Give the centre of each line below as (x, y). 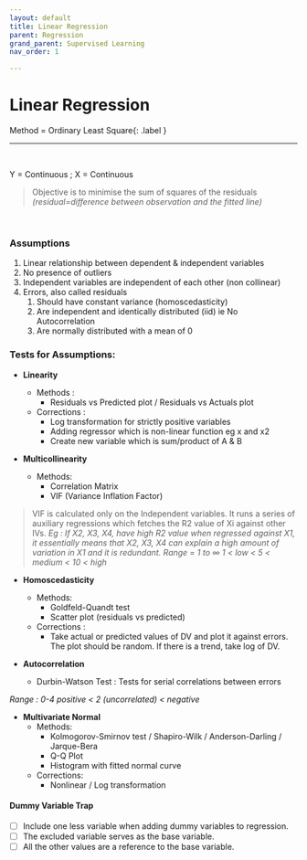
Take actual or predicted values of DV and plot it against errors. (169, 636)
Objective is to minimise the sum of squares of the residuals (144, 192)
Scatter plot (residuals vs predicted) (117, 617)
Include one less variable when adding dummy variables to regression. (156, 826)
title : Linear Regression (58, 27)
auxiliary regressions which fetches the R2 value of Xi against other (159, 523)
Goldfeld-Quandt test (90, 607)
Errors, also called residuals (75, 292)
